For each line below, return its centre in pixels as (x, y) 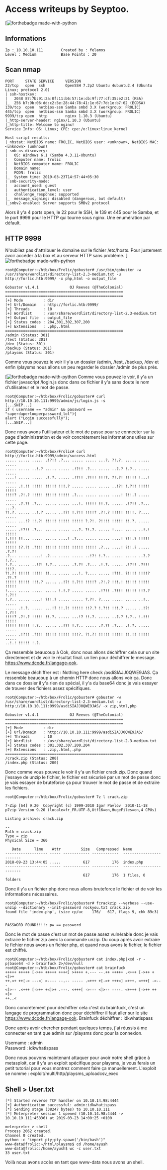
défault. (13, 223)
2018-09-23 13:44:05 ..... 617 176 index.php (74, 862)
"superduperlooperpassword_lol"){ (41, 414)
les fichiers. (17, 788)
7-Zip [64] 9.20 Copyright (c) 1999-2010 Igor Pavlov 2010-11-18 (77, 806)
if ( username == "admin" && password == (49, 410)
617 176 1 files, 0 (114, 876)
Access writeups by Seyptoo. (67, 9)
